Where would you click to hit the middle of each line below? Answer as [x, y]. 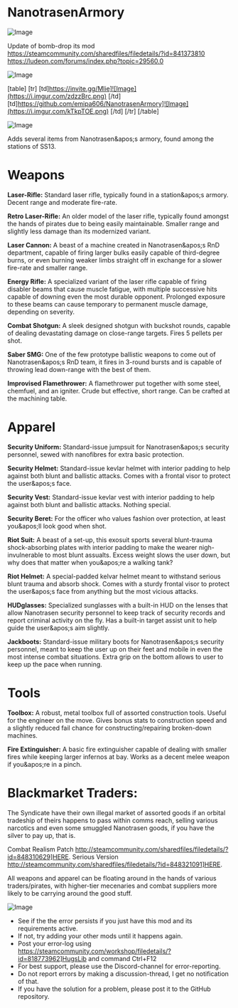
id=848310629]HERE [38, 856]
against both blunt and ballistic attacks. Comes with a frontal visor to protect [119, 476]
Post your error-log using [54, 943]
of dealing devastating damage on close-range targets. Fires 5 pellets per [115, 333]
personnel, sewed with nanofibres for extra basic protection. [96, 454]
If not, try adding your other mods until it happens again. [100, 935]
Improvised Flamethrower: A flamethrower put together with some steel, [114, 383]
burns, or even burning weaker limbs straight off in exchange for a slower [115, 260]
